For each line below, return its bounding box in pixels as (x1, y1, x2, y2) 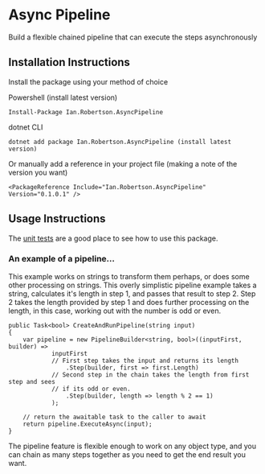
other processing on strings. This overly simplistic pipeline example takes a (8, 280, 257, 290)
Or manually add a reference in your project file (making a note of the (8, 159, 238, 168)
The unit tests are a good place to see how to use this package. (8, 233, 218, 243)
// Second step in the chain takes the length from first (51, 370, 250, 379)
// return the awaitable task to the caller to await (22, 413, 206, 421)
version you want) (8, 167, 68, 177)
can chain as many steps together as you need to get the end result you (8, 449, 247, 460)
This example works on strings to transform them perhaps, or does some (8, 271, 251, 281)
